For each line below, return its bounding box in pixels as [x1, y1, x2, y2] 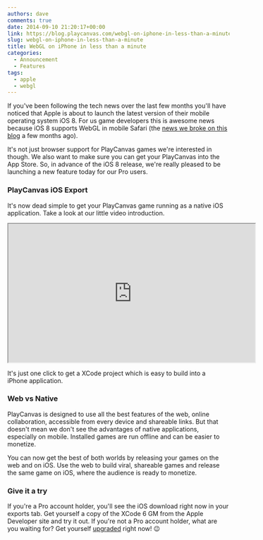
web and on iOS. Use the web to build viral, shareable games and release [7, 460, 220, 469]
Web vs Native [7, 394, 59, 403]
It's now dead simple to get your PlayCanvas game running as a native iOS [7, 201, 224, 210]
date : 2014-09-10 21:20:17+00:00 [7, 23, 106, 30]
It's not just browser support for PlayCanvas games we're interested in [7, 145, 212, 153]
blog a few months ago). [7, 132, 78, 140]
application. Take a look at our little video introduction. [7, 208, 165, 217]
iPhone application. [7, 376, 63, 384]
